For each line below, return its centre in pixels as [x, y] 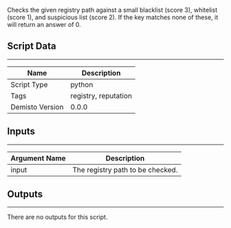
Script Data [32, 46]
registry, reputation [101, 96]
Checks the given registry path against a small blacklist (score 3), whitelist [112, 10]
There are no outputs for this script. [57, 217]
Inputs [21, 131]
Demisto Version [37, 107]
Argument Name [38, 158]
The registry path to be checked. [125, 169]
